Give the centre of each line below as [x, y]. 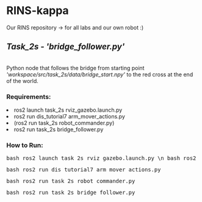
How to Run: [25, 145]
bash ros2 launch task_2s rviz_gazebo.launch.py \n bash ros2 [101, 158]
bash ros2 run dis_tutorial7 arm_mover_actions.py [84, 170]
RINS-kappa [38, 11]
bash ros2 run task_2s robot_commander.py [71, 181]
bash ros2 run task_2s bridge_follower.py [71, 193]
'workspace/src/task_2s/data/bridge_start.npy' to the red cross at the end [100, 74]
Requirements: [29, 96]
